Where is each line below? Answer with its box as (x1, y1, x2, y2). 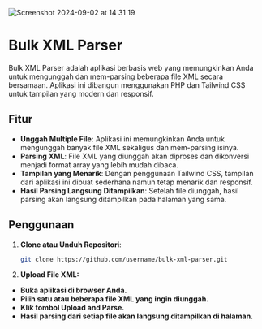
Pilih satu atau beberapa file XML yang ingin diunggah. (19, 294, 209, 304)
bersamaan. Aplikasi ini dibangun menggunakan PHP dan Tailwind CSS (8, 80, 246, 89)
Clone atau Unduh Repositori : (19, 240, 122, 249)
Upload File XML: (19, 270, 79, 279)
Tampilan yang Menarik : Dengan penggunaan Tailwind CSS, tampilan (19, 168, 254, 178)
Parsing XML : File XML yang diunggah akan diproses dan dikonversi (19, 151, 250, 161)
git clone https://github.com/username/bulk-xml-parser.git (19, 255, 228, 263)
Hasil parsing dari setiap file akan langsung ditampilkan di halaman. (19, 311, 254, 321)
